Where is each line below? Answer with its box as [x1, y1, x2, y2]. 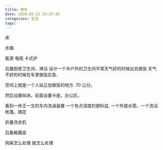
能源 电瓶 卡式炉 [5, 56, 37, 61]
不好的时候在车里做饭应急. [5, 72, 58, 78]
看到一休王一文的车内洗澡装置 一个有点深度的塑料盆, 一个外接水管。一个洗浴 [5, 103, 158, 109]
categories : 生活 [5, 16, 39, 21]
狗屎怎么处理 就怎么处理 [5, 140, 54, 146]
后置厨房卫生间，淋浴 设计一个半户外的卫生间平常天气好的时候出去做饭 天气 [5, 66, 157, 72]
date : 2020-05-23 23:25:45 [5, 12, 60, 17]
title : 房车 [5, 7, 28, 12]
